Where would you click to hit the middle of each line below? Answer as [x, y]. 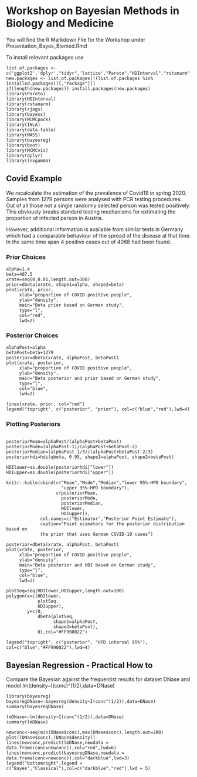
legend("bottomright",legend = [44, 763]
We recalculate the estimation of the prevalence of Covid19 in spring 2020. [96, 193]
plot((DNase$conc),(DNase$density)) [51, 738]
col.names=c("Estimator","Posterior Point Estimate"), [108, 519]
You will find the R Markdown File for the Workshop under [76, 39]
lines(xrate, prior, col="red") [45, 404]
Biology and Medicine [60, 23]
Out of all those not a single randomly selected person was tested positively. [98, 205]
